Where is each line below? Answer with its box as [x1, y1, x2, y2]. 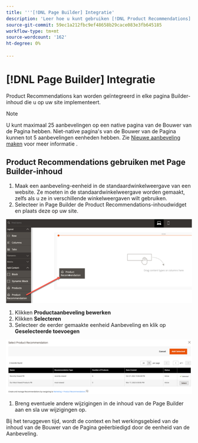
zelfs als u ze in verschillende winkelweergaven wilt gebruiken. [14, 194, 167, 201]
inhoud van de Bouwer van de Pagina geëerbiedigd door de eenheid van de [6, 424, 190, 431]
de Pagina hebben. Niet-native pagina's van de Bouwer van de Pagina [6, 127, 176, 135]
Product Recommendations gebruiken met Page [6, 157, 186, 167]
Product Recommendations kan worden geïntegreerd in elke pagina [6, 92, 170, 100]
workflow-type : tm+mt [6, 28, 60, 34]
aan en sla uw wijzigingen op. [14, 406, 87, 414]
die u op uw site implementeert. [24, 98, 101, 105]
